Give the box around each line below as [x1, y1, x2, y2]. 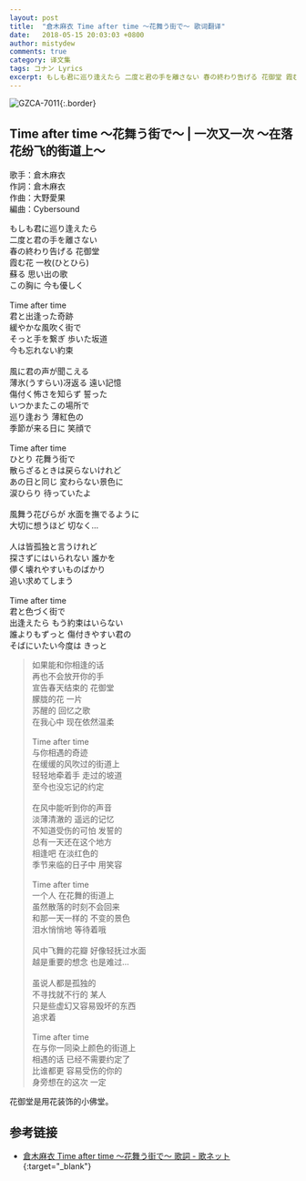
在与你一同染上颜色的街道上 [31, 1042, 137, 1053]
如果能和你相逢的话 [31, 659, 105, 670]
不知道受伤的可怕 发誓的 [31, 825, 123, 836]
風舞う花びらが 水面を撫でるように [9, 508, 139, 519]
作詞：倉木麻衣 [9, 180, 66, 191]
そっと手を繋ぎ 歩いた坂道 [9, 333, 107, 344]
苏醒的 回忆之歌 [31, 705, 91, 716]
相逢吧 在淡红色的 [31, 848, 98, 859]
